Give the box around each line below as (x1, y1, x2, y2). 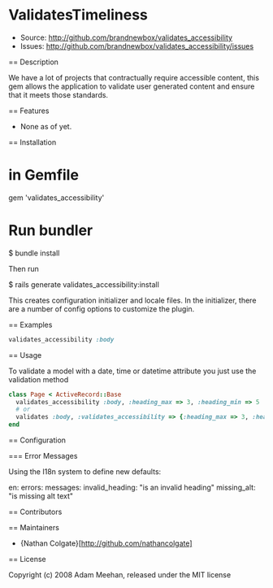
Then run (8, 264, 39, 273)
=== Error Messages (8, 451, 78, 461)
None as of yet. (19, 121, 72, 131)
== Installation (8, 137, 57, 147)
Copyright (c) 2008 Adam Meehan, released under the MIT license (8, 570, 232, 580)
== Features (8, 106, 50, 115)
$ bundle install (8, 248, 60, 258)
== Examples (8, 320, 53, 329)
